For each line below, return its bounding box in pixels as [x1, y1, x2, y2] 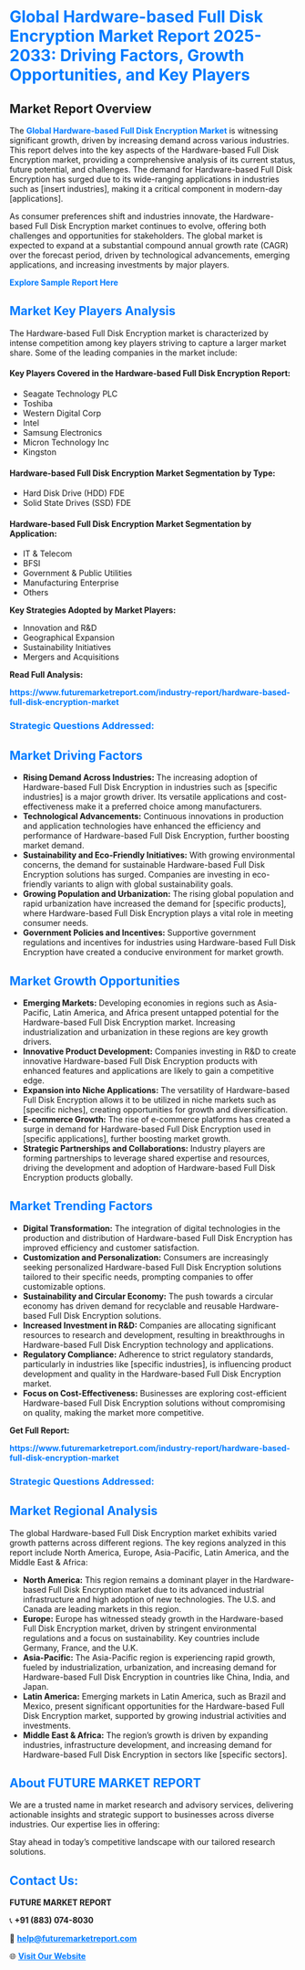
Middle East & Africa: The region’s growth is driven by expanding [22, 1729, 269, 1741]
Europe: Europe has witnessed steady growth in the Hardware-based [22, 1613, 284, 1624]
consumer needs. [22, 918, 89, 929]
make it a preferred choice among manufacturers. [76, 801, 262, 812]
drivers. [22, 1036, 52, 1047]
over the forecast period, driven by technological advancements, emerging [9, 249, 290, 260]
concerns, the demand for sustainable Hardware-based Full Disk [22, 859, 266, 870]
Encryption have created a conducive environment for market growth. [22, 947, 284, 958]
